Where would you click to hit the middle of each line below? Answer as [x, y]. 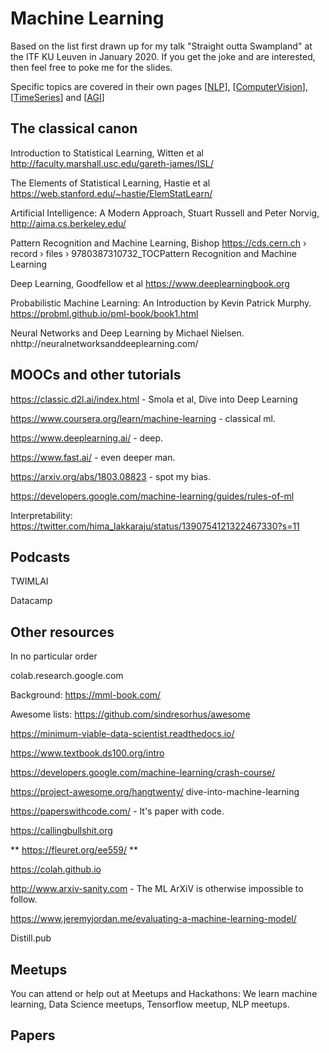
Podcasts [40, 557]
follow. [24, 899]
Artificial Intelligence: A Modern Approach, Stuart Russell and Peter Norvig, [165, 213]
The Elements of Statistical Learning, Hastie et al [110, 183]
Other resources [62, 632]
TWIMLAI [29, 581]
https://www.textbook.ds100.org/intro [87, 753]
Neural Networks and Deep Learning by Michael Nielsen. [127, 333]
